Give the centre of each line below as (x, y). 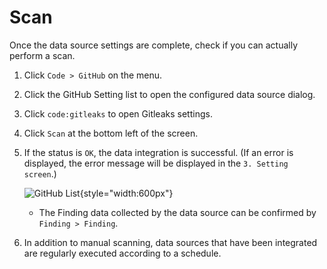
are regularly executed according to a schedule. (122, 253)
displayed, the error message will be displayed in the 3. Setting (156, 163)
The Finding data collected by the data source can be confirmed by (177, 212)
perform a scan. (42, 55)
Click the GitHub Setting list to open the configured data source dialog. (169, 94)
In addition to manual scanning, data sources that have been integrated (170, 242)
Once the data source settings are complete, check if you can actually (154, 45)
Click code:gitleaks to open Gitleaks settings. (118, 113)
